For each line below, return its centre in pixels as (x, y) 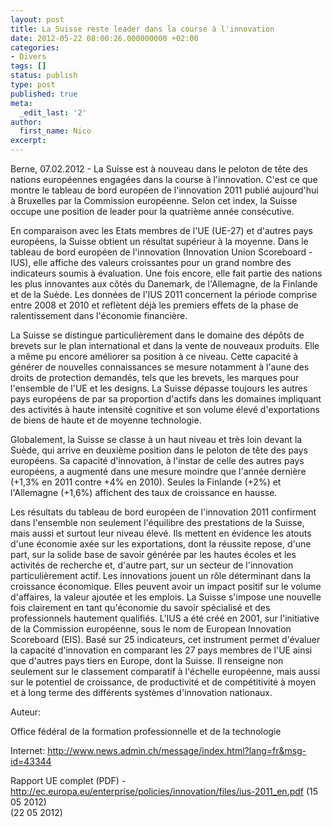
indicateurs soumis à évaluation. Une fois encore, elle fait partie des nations (166, 273)
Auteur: (26, 712)
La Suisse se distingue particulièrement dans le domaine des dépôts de (157, 335)
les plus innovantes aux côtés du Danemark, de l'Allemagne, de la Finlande (164, 284)
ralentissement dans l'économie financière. (99, 315)
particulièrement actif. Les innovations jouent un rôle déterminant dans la (161, 575)
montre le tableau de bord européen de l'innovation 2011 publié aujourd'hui (164, 190)
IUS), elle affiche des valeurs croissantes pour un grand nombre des (151, 262)
